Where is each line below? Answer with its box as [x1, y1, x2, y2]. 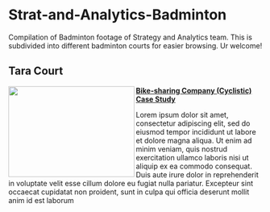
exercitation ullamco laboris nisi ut [135, 152, 249, 162]
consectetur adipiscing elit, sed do [135, 118, 251, 128]
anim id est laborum [8, 195, 74, 205]
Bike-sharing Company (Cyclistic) [135, 85, 252, 95]
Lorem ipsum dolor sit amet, [135, 110, 229, 119]
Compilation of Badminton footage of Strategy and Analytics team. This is [8, 32, 252, 42]
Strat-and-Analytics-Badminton [8, 6, 227, 24]
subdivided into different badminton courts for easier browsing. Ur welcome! [8, 40, 263, 50]
